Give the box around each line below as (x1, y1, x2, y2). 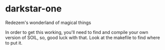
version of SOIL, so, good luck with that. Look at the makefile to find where (5, 34, 160, 40)
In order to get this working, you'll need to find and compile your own (5, 29, 148, 35)
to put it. (5, 39, 23, 45)
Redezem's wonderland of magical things (5, 19, 92, 25)
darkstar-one (5, 3, 62, 14)
